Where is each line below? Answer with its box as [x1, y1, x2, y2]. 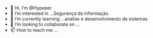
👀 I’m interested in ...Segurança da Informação [10, 10, 109, 16]
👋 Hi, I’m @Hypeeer [10, 5, 52, 11]
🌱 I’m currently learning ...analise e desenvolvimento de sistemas [10, 16, 148, 22]
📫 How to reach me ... [10, 27, 58, 33]
